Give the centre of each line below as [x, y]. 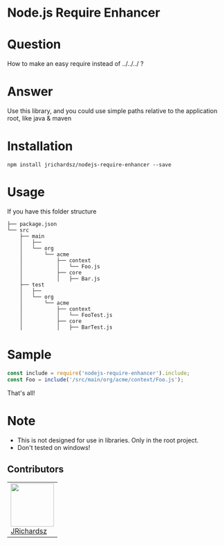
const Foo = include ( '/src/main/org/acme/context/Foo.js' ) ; [96, 379]
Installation [40, 146]
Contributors [36, 469]
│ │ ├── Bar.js [60, 279]
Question [34, 45]
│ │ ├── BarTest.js [66, 327]
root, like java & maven [39, 119]
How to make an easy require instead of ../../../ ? [75, 64]
